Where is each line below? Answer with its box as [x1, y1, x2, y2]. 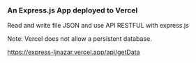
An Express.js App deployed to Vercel [7, 6, 138, 15]
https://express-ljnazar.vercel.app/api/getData [7, 48, 141, 57]
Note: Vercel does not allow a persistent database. [7, 35, 152, 43]
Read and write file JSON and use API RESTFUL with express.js [7, 21, 190, 30]
